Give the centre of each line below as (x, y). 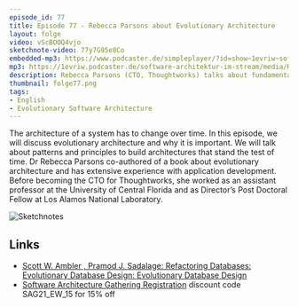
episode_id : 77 (37, 17)
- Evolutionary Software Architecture (81, 108)
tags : (19, 91)
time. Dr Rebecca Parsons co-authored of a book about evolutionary (134, 161)
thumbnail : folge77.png (53, 83)
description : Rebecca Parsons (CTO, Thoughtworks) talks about (129, 75)
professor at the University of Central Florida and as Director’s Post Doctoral (149, 190)
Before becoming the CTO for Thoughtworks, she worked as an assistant (143, 181)
